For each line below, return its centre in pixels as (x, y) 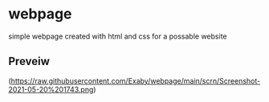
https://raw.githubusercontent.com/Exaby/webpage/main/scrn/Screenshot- (136, 80)
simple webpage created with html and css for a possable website (118, 36)
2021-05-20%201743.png (51, 89)
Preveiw (29, 61)
